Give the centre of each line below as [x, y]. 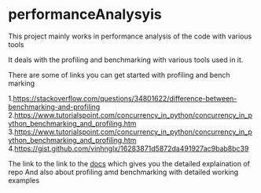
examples [24, 180]
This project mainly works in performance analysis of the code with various [130, 36]
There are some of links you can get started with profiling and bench [119, 75]
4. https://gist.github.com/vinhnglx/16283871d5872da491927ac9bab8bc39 [129, 148]
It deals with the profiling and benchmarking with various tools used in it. [126, 60]
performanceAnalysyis [85, 15]
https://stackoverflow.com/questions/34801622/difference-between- [125, 98]
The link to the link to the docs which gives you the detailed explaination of [129, 163]
